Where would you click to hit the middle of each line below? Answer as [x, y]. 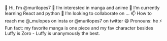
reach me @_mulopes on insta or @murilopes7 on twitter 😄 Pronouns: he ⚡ [83, 21]
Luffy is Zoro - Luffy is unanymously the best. [52, 33]
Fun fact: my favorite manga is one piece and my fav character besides [79, 28]
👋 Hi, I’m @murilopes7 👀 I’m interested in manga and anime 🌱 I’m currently [82, 8]
